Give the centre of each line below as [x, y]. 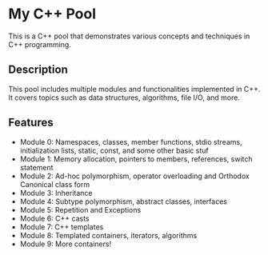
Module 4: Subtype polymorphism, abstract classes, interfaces [124, 201]
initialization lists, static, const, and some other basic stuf [114, 150]
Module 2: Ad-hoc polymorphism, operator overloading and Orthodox [134, 176]
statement [36, 167]
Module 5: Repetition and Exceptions [80, 209]
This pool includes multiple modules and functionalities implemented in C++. [134, 89]
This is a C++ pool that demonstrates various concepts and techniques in [129, 36]
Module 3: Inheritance [56, 193]
